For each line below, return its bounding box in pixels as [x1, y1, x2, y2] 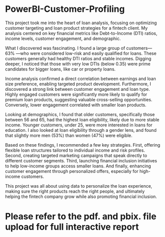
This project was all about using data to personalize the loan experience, [5, 183, 153, 189]
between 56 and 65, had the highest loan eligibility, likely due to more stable [5, 117, 160, 122]
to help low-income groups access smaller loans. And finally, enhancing [5, 163, 151, 169]
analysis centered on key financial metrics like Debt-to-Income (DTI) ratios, [5, 30, 158, 36]
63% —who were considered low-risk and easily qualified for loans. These [5, 50, 157, 56]
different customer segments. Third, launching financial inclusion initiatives [5, 158, 158, 163]
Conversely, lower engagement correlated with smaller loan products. [5, 102, 147, 108]
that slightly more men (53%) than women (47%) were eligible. [5, 132, 133, 138]
